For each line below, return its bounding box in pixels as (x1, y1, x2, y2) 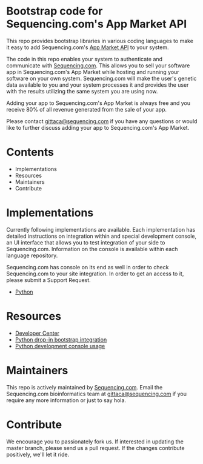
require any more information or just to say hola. (6, 396, 126, 404)
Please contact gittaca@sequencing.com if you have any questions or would (6, 117, 198, 125)
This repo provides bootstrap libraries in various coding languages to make (6, 37, 194, 44)
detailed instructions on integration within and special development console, (6, 232, 197, 240)
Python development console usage (15, 342, 105, 349)
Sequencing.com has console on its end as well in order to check (6, 263, 169, 271)
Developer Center (15, 329, 59, 337)
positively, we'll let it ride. (6, 451, 70, 458)
